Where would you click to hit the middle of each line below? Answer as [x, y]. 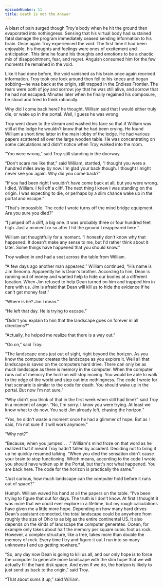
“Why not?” [17, 434]
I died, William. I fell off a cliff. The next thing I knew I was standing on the [79, 188]
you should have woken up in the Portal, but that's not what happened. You [80, 464]
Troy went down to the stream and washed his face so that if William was [78, 123]
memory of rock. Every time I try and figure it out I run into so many [72, 540]
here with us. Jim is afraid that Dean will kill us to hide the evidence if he [77, 287]
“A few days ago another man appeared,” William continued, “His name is [78, 266]
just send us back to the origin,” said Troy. [47, 569]
